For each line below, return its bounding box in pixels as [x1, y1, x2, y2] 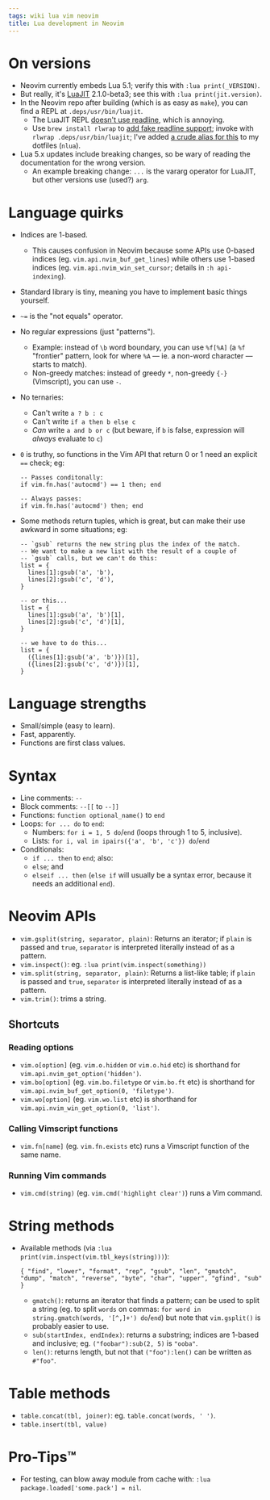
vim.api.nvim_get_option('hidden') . [19, 1068, 143, 1078]
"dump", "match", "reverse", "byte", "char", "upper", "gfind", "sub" [19, 1275, 263, 1283]
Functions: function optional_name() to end [19, 811, 165, 820]
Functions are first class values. [19, 738, 126, 748]
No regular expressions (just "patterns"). [19, 327, 156, 337]
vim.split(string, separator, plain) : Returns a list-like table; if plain [19, 968, 255, 978]
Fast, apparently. [19, 730, 77, 740]
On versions [8, 54, 91, 73]
